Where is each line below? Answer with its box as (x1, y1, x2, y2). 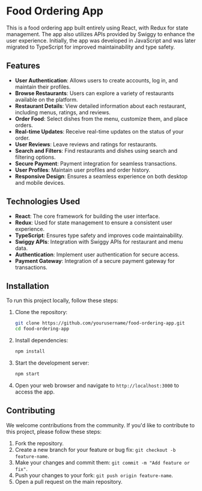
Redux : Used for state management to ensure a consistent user (14, 218, 173, 226)
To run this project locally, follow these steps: (6, 297, 118, 304)
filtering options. (14, 153, 56, 161)
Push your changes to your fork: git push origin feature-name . (14, 471, 173, 479)
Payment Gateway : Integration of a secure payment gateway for (14, 257, 176, 264)
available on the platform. (14, 96, 78, 103)
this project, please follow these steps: (6, 428, 102, 435)
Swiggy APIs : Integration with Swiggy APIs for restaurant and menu (14, 238, 183, 245)
